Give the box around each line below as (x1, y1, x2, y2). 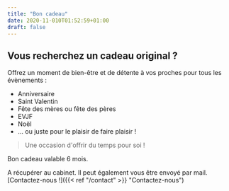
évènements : (7, 76, 48, 85)
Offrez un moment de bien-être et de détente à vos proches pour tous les (7, 69, 222, 77)
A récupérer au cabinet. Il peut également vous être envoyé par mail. (7, 168, 208, 177)
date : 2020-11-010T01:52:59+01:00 (7, 17, 110, 24)
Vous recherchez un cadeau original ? (7, 50, 179, 62)
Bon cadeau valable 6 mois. (7, 155, 89, 163)
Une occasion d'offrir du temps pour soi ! (24, 141, 145, 149)
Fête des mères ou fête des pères (17, 105, 116, 113)
